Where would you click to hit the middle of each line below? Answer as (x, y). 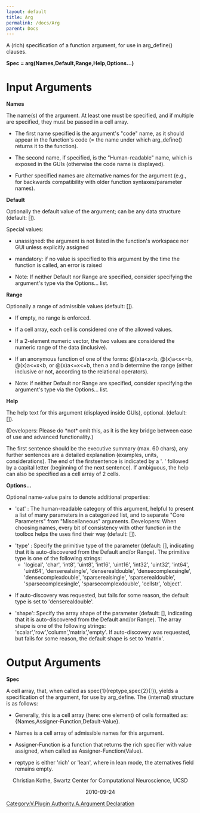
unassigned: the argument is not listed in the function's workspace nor (102, 241)
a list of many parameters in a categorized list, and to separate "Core (100, 515)
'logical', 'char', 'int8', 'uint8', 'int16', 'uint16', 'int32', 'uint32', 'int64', (106, 565)
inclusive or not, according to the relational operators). (82, 372)
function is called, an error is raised (59, 265)
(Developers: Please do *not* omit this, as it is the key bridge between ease (99, 431)
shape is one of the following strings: (60, 626)
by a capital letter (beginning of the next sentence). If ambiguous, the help (98, 468)
